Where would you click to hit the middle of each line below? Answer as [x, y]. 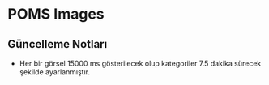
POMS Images [56, 14]
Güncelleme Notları [58, 44]
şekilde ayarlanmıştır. [55, 72]
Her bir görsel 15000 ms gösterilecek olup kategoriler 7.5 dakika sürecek [140, 63]
